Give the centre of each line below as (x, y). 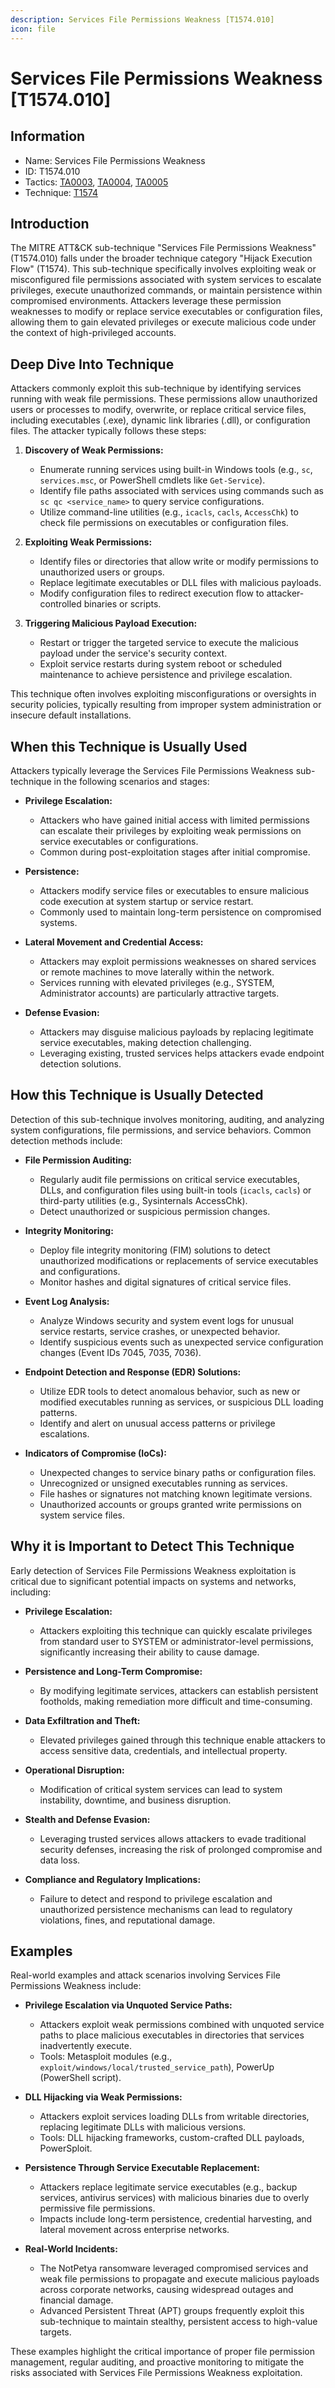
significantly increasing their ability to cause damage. (149, 1652)
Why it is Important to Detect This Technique (152, 1546)
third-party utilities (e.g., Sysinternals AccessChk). (143, 1200)
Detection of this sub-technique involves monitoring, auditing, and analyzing (167, 1119)
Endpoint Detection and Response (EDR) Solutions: (133, 1372)
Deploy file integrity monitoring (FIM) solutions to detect (155, 1250)
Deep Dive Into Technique (92, 364)
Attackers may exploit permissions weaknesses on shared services (178, 961)
